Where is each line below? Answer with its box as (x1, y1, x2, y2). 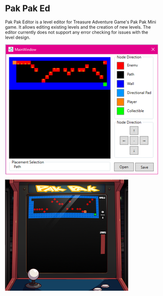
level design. (5, 34, 31, 40)
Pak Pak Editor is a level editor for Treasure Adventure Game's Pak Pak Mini (5, 19, 156, 25)
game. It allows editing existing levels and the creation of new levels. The (5, 24, 151, 30)
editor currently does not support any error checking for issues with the (5, 29, 148, 35)
